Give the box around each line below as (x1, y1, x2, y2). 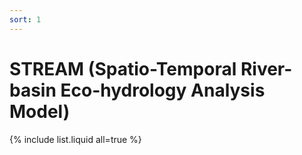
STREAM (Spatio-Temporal (9, 57, 237, 80)
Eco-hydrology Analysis (60, 79, 266, 101)
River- (240, 57, 293, 80)
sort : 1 (9, 14, 42, 25)
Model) (9, 100, 71, 123)
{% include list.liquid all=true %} (9, 133, 142, 145)
